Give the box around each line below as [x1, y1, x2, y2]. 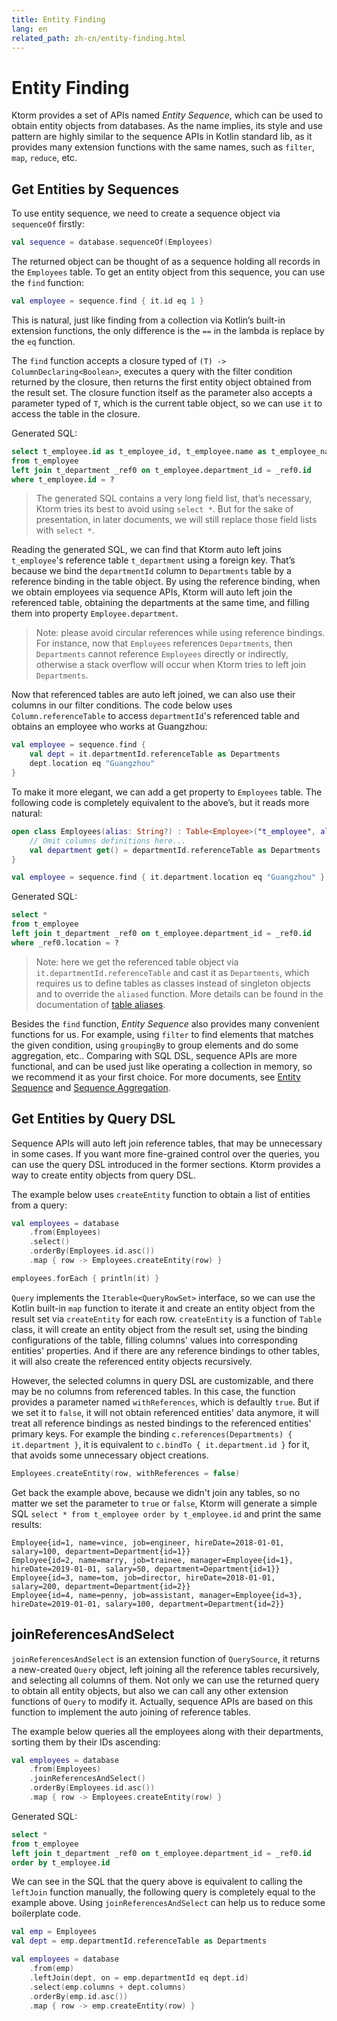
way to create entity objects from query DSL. [11, 1169, 196, 1181]
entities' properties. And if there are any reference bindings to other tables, [11, 1344, 321, 1356]
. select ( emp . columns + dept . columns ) [29, 1982, 187, 1992]
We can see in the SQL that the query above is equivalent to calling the [11, 1876, 303, 1888]
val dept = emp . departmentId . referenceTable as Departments [11, 1936, 268, 1946]
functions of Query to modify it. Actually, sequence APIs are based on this [11, 1695, 314, 1707]
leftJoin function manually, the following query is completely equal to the [11, 1886, 316, 1898]
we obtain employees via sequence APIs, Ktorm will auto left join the [11, 586, 293, 598]
